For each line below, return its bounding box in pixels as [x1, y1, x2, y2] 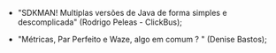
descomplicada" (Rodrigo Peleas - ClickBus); [17, 17, 183, 27]
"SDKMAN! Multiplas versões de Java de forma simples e [17, 8, 227, 18]
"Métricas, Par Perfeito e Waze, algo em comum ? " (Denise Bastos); [17, 34, 267, 44]
